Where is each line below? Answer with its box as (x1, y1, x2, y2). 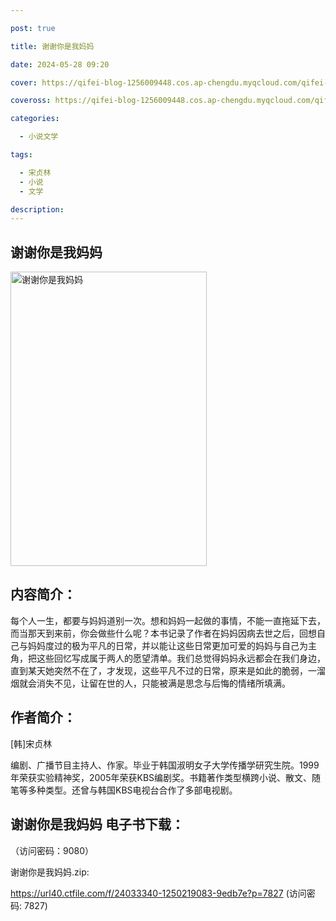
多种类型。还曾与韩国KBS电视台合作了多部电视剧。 (27, 784, 238, 796)
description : (10, 204, 65, 215)
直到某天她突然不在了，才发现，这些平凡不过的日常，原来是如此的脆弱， (10, 664, 308, 676)
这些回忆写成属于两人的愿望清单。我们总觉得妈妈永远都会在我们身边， (36, 652, 326, 664)
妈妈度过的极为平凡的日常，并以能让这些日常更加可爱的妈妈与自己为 (27, 639, 308, 651)
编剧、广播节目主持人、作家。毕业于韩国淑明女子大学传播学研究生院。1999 (10, 759, 320, 771)
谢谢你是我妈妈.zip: (10, 866, 90, 878)
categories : (10, 114, 60, 124)
